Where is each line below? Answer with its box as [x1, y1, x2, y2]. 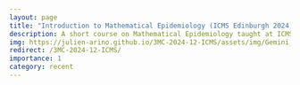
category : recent [9, 63, 74, 72]
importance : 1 [9, 54, 62, 63]
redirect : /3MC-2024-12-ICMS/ [9, 46, 122, 55]
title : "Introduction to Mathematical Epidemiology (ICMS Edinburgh [9, 21, 270, 30]
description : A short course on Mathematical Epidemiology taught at [9, 29, 274, 38]
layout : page [9, 12, 58, 22]
